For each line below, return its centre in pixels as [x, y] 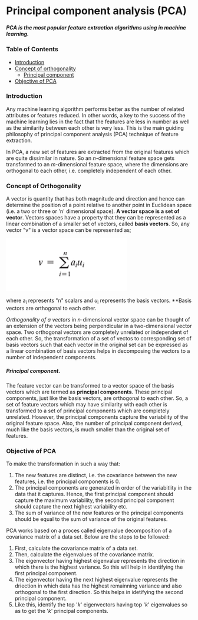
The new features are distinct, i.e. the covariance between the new [96, 475]
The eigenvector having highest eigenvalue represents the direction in [100, 561]
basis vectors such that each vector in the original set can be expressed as [97, 345]
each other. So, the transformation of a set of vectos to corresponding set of [99, 338]
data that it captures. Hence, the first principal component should [94, 494]
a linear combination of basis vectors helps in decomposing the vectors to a [98, 351]
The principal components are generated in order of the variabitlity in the [103, 488]
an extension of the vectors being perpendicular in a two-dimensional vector [99, 326]
